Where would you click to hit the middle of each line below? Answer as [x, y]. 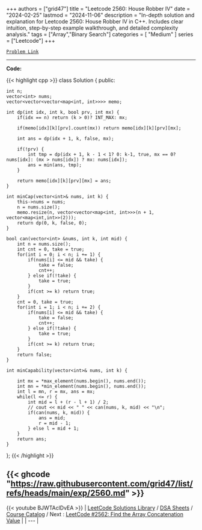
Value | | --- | [23, 520]
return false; [35, 355]
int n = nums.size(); [44, 244]
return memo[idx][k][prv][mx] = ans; [64, 181]
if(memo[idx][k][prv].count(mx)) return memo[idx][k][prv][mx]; [99, 128]
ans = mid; [52, 418]
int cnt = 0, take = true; [51, 249]
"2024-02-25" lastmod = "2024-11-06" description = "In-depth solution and [100, 15]
